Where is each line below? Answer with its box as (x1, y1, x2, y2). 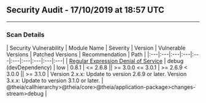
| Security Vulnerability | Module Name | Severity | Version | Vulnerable (6, 44, 186, 51)
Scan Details (6, 30, 45, 39)
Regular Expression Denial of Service (69, 58, 163, 65)
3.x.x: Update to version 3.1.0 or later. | (6, 77, 104, 85)
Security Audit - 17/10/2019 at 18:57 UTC (6, 5, 164, 15)
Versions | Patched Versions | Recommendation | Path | (6, 51, 146, 58)
